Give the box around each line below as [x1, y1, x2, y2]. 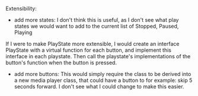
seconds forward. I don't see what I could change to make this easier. [14, 83, 184, 90]
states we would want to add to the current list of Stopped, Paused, [14, 23, 179, 29]
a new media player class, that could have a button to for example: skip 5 [14, 77, 193, 84]
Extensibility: [5, 5, 37, 12]
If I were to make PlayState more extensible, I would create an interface [5, 41, 180, 47]
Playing [14, 29, 33, 36]
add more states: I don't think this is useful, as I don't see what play [14, 16, 179, 23]
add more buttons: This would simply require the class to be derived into [14, 71, 191, 77]
